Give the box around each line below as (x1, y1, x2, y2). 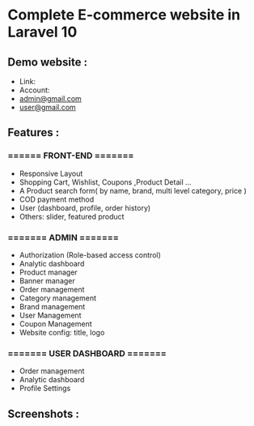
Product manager (19, 267, 78, 277)
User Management (19, 310, 82, 320)
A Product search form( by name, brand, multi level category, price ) (19, 185, 248, 195)
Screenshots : (7, 407, 80, 420)
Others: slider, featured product (19, 211, 125, 221)
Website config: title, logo (19, 327, 105, 337)
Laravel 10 (7, 23, 78, 41)
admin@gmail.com (19, 94, 82, 103)
